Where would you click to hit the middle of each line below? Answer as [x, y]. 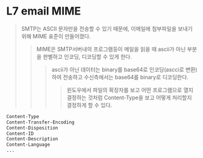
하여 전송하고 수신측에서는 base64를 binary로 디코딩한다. [120, 77]
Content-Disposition [33, 128]
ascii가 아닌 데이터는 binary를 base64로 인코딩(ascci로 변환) [124, 69]
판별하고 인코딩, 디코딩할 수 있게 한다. [88, 56]
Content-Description [33, 139]
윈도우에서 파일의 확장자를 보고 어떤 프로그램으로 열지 [130, 90]
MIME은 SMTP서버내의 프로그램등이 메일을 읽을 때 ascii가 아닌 [111, 49]
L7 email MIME [44, 11]
